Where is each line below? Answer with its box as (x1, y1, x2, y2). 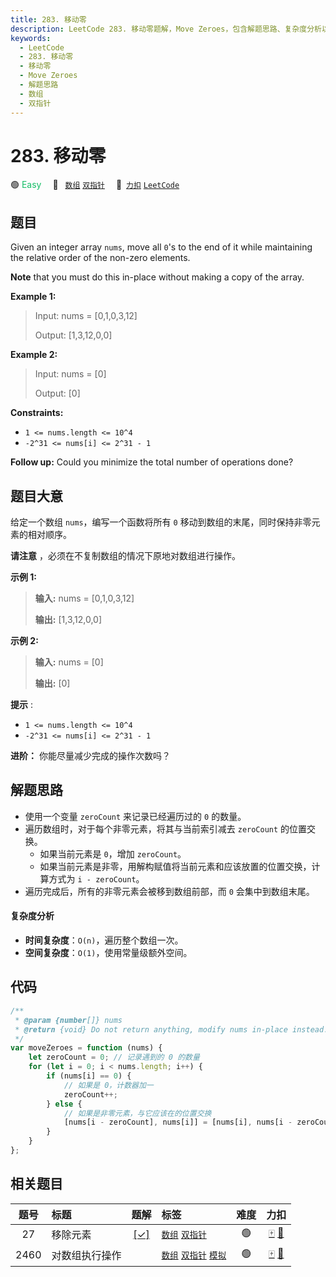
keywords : (10, 33, 52, 43)
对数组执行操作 (51, 1249, 122, 1263)
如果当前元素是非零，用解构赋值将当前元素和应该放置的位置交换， (39, 860, 312, 872)
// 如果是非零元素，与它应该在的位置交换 (63, 1108, 212, 1118)
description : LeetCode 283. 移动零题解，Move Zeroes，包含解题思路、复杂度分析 (10, 24, 322, 34)
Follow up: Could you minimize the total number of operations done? (10, 456, 294, 468)
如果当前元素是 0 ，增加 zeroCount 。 (39, 847, 187, 860)
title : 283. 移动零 (10, 14, 87, 25)
